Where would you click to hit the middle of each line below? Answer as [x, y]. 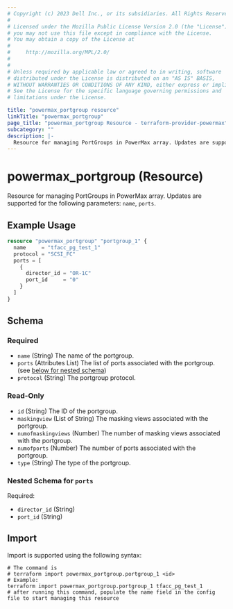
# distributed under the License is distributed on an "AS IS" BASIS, [111, 78]
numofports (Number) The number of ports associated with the [106, 448]
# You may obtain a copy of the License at [71, 40]
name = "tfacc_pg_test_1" [57, 247]
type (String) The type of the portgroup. [74, 462]
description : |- [31, 136]
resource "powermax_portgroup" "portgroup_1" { [77, 241]
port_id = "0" [52, 280]
